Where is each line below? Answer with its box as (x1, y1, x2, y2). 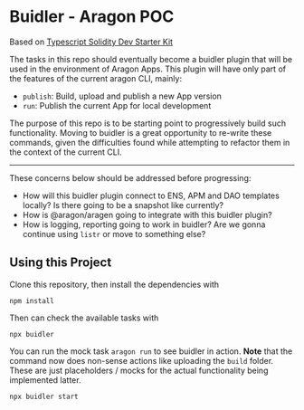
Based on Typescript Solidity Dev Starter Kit (9, 36, 174, 47)
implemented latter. (9, 374, 81, 386)
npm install (9, 296, 54, 305)
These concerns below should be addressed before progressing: (9, 172, 252, 183)
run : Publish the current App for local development (22, 100, 212, 110)
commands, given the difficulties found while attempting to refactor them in (9, 137, 290, 148)
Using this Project (9, 255, 112, 271)
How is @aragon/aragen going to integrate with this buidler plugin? (22, 209, 273, 220)
